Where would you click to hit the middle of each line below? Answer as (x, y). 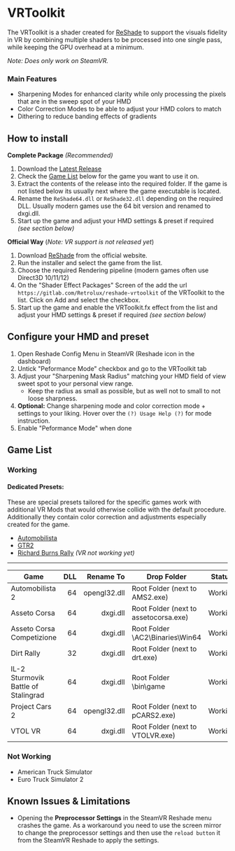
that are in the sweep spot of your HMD (74, 101)
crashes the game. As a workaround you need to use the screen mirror (119, 825)
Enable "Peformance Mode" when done (74, 428)
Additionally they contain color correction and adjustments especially (107, 517)
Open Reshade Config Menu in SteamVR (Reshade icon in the (106, 353)
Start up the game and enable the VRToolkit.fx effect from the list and (117, 308)
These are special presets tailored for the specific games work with (104, 502)
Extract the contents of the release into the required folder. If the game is (122, 184)
